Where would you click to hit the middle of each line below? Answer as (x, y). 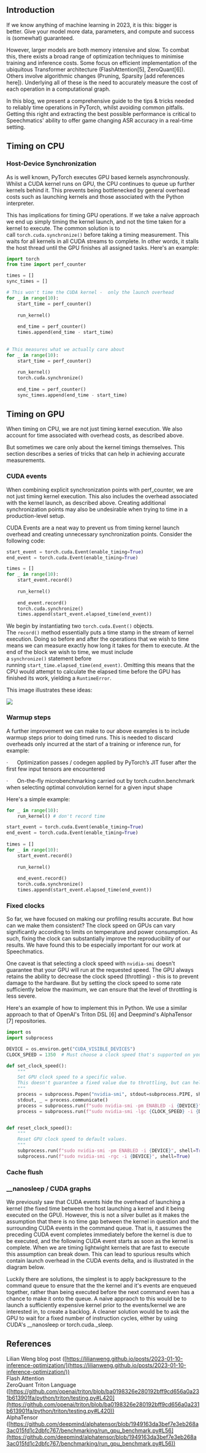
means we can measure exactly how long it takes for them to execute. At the (103, 646)
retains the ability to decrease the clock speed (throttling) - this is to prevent (103, 977)
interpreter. (21, 203)
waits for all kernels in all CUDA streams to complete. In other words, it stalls (103, 241)
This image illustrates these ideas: (49, 690)
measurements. (26, 460)
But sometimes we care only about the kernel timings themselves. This (96, 447)
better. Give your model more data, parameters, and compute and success (101, 31)
